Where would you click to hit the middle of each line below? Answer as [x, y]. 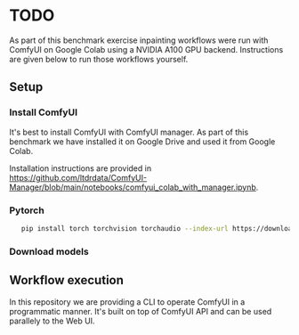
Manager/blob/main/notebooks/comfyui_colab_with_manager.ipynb [133, 187]
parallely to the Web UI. [52, 321]
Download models [49, 251]
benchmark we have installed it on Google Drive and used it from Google [142, 141]
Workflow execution [67, 280]
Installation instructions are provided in [81, 168]
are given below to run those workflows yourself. [99, 59]
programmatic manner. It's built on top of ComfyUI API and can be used [141, 311]
